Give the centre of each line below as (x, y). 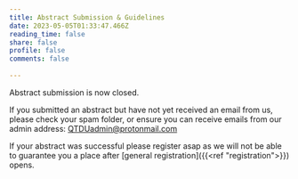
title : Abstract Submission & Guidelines (87, 17)
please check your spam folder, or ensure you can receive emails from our (145, 119)
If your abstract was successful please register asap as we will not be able (145, 146)
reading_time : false (48, 34)
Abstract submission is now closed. (74, 92)
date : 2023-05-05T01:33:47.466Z (69, 26)
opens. (22, 165)
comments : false (39, 59)
